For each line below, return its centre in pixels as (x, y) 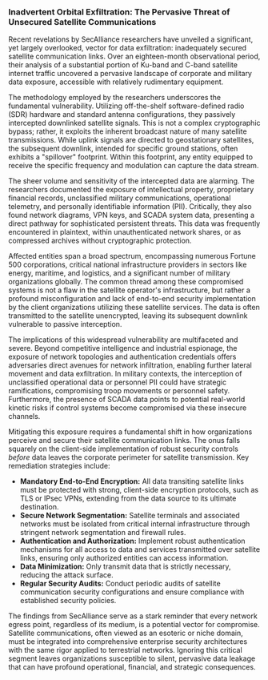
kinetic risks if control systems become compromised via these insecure (128, 408)
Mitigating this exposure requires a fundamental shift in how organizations (130, 432)
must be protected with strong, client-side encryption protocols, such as (139, 490)
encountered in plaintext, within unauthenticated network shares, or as (125, 232)
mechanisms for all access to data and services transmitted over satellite (140, 549)
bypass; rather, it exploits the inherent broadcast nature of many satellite (128, 131)
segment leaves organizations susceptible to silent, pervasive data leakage (132, 658)
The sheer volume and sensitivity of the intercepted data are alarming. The (131, 181)
